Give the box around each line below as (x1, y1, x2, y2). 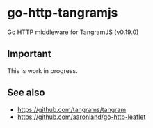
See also (7, 87, 45, 99)
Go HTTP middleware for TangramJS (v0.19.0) (7, 28, 139, 36)
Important (7, 48, 51, 60)
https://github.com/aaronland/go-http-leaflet (17, 113, 146, 121)
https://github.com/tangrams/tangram (17, 105, 127, 113)
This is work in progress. (7, 66, 78, 74)
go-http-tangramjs (7, 5, 118, 21)
